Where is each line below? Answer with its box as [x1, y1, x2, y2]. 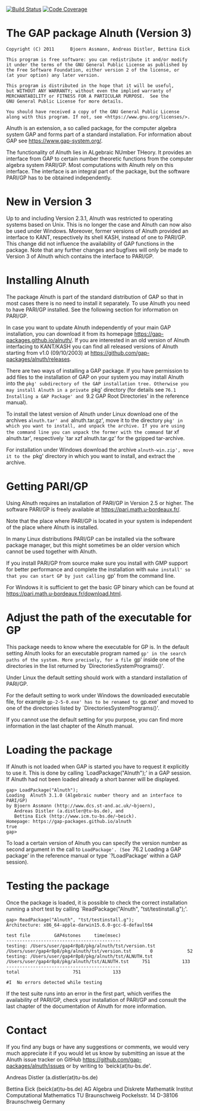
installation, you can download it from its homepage [6, 330, 133, 337]
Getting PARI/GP [6, 480, 89, 493]
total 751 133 [6, 969, 121, 975]
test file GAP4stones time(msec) [6, 932, 121, 939]
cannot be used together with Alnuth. [6, 547, 98, 555]
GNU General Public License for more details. [6, 98, 124, 104]
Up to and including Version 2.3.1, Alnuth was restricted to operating [6, 215, 173, 222]
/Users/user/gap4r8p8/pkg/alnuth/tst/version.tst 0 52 [6, 948, 193, 954]
